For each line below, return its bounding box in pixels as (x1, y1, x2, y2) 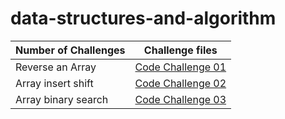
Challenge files (143, 43, 218, 57)
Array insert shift (15, 76, 94, 90)
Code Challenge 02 (134, 76, 227, 90)
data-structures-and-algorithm (10, 7, 277, 30)
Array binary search (15, 92, 109, 106)
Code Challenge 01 (134, 60, 227, 74)
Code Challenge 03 (134, 92, 227, 106)
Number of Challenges (15, 43, 126, 57)
